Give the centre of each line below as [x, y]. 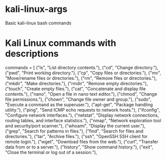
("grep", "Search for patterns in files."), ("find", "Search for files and [74, 131]
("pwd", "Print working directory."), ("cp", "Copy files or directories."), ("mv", [83, 73]
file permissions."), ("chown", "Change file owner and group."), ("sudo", [78, 99]
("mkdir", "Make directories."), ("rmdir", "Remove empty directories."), [77, 83]
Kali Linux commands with [61, 43]
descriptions [32, 54]
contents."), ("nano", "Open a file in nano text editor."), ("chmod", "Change [81, 94]
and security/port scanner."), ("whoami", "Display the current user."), [75, 126]
